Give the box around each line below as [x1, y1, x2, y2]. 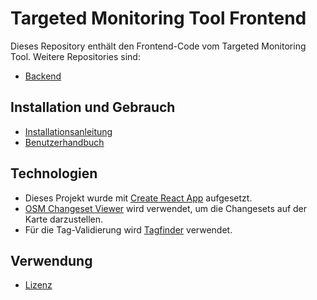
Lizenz [24, 279, 53, 291]
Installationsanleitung [24, 125, 113, 137]
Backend [24, 70, 62, 82]
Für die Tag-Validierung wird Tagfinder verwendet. [24, 223, 233, 236]
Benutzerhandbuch [24, 136, 105, 148]
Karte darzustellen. [24, 213, 104, 225]
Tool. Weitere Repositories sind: [10, 50, 141, 62]
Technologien [10, 165, 98, 182]
